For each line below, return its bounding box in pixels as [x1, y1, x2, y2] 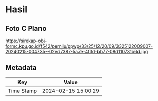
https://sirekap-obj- [5, 37, 47, 44]
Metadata [5, 63, 37, 72]
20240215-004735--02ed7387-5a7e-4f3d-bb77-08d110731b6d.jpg [5, 49, 148, 54]
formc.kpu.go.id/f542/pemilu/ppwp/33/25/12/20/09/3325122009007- [5, 43, 153, 49]
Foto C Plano [5, 24, 47, 33]
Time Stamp [8, 87, 37, 94]
